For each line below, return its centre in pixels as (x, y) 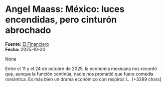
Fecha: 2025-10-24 (25, 49)
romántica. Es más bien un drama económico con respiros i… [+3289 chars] (83, 79)
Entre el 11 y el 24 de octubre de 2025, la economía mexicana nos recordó (81, 69)
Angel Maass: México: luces (65, 9)
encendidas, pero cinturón (61, 20)
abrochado (28, 30)
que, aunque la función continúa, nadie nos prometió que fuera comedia (79, 74)
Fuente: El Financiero (27, 44)
